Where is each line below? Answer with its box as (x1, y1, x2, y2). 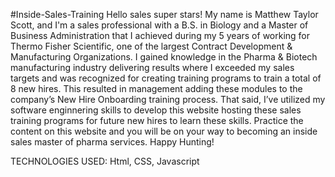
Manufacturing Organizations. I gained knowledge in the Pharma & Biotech (10, 51, 318, 63)
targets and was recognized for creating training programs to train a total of (10, 72, 322, 84)
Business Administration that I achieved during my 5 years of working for (10, 30, 311, 41)
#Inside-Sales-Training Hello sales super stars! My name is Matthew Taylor (10, 9, 319, 20)
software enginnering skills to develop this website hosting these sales (10, 104, 302, 116)
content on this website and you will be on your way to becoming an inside (10, 125, 318, 137)
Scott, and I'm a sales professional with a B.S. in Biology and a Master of (10, 19, 309, 31)
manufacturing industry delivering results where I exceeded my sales (10, 62, 295, 73)
